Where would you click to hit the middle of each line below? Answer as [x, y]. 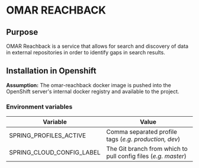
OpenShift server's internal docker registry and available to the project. [93, 91]
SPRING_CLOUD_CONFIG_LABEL [55, 153]
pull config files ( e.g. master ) [146, 156]
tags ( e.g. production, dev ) [143, 139]
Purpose [22, 32]
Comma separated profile [142, 132]
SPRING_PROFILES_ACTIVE [48, 136]
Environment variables [39, 107]
